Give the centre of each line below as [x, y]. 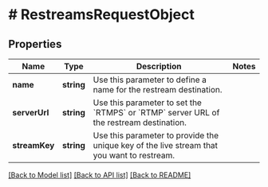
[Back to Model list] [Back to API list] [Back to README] [100, 175]
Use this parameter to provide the [156, 135]
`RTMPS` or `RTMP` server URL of [156, 113]
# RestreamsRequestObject [102, 15]
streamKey [33, 145]
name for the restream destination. [158, 90]
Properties [35, 44]
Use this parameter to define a [150, 80]
